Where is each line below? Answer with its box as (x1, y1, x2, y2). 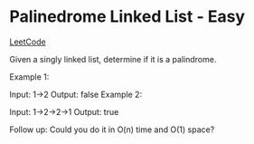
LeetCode (9, 36, 47, 47)
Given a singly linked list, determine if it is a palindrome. (9, 53, 217, 64)
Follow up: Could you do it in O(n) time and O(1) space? (9, 124, 215, 135)
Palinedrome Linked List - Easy (9, 6, 246, 27)
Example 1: (9, 71, 50, 82)
